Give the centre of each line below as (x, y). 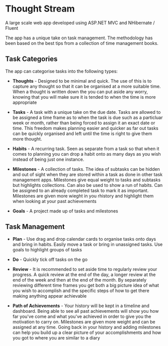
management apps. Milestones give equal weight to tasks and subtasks (87, 180)
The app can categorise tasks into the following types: (62, 71)
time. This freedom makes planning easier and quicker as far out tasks (85, 128)
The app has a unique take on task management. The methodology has (79, 38)
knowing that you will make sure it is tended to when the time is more (84, 97)
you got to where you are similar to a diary (56, 337)
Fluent (12, 28)
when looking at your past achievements (54, 201)
